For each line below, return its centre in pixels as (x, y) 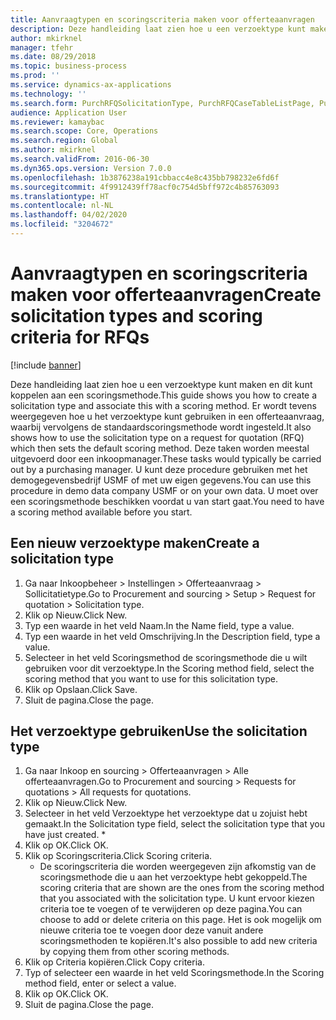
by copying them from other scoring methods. (134, 952)
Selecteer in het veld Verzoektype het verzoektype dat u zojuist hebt (166, 813)
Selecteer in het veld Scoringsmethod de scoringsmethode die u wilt (166, 657)
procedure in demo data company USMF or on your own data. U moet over (164, 490)
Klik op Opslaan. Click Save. (81, 689)
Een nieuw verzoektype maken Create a (135, 543)
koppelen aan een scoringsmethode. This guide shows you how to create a (164, 395)
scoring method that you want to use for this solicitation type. (151, 678)
